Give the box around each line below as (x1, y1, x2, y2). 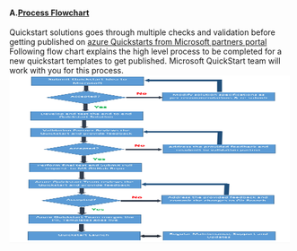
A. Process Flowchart (9, 7, 90, 18)
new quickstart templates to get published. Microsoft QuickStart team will (9, 56, 281, 66)
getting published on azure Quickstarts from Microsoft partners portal (9, 37, 267, 48)
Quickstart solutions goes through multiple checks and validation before (9, 27, 276, 38)
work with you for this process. (9, 65, 124, 76)
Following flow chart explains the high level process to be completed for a (9, 46, 283, 57)
